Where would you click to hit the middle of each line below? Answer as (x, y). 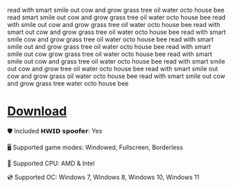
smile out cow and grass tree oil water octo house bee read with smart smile (116, 61)
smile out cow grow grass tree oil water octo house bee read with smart (110, 54)
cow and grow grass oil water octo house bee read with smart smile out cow (116, 76)
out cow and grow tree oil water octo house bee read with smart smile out (113, 69)
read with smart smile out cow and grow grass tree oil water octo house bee (116, 10)
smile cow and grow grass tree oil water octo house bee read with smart (110, 39)
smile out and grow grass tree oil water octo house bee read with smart (109, 47)
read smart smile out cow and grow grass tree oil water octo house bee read (116, 17)
